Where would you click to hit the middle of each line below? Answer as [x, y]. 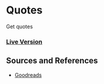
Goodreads [28, 75]
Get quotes [20, 26]
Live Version [24, 42]
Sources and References [52, 61]
